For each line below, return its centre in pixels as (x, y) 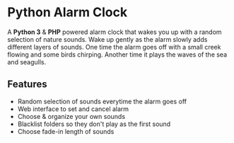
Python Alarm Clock (68, 12)
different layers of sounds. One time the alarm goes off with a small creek (114, 47)
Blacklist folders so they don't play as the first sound (94, 124)
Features (27, 85)
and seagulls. (27, 62)
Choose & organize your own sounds (71, 116)
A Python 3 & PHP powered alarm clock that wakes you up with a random (115, 32)
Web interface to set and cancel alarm (73, 109)
